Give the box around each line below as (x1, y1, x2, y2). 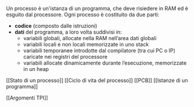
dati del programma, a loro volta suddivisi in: (14, 28, 122, 35)
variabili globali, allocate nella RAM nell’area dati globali (23, 35, 157, 41)
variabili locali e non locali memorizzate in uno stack (23, 41, 149, 48)
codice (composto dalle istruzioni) (14, 23, 98, 29)
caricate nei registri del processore (23, 53, 108, 60)
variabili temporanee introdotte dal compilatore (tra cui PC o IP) (23, 47, 176, 54)
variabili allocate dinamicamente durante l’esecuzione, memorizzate (23, 59, 187, 66)
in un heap (23, 66, 49, 72)
